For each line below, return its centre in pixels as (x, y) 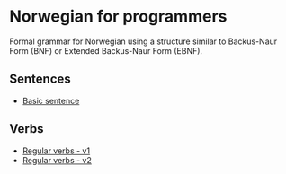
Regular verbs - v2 (57, 160)
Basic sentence (51, 100)
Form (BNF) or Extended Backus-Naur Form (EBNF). (106, 50)
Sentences (40, 79)
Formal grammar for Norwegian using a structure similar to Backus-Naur (143, 41)
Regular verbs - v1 (56, 151)
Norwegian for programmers (118, 17)
